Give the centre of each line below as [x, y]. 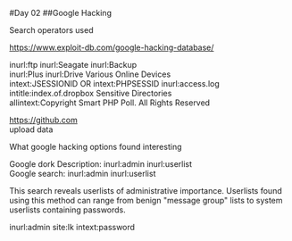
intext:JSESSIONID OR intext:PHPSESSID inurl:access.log [115, 83]
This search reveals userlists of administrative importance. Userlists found [146, 191]
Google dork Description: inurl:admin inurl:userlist [101, 164]
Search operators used [51, 30]
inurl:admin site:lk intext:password [72, 227]
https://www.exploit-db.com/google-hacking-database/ [112, 47]
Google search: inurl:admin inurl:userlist [83, 174]
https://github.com [43, 120]
